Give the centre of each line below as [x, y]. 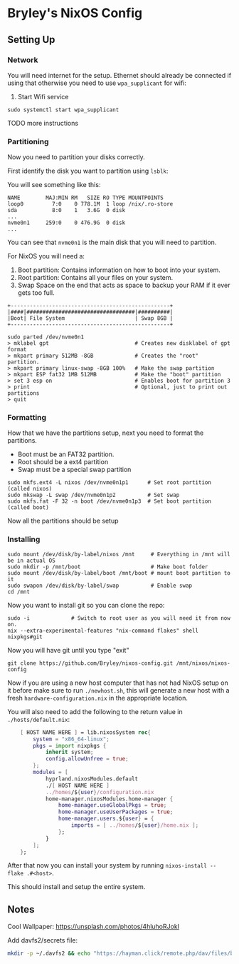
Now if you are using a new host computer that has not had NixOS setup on [118, 683]
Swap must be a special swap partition [74, 470]
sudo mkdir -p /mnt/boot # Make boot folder [108, 567]
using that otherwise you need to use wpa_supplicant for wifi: [97, 83]
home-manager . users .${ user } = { [106, 819]
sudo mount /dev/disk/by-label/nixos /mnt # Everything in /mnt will [119, 554]
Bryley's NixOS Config [75, 13]
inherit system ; [69, 752]
